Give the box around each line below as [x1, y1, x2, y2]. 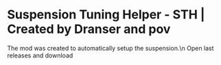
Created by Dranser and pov [7, 21, 171, 37]
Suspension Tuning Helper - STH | [7, 7, 205, 23]
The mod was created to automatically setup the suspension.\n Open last [7, 44, 214, 52]
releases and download [7, 51, 73, 60]
